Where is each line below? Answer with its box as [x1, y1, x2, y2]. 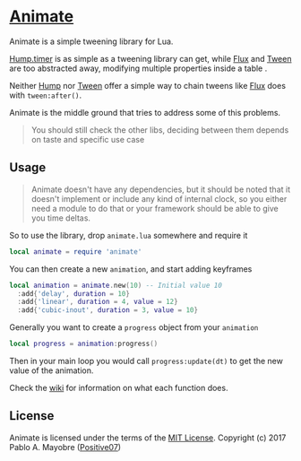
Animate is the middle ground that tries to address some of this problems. [9, 107, 280, 117]
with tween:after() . [9, 90, 82, 100]
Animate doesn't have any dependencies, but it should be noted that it [30, 184, 291, 195]
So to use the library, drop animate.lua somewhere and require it [9, 230, 248, 240]
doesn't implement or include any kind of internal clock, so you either [30, 193, 288, 204]
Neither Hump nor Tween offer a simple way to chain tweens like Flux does [9, 80, 287, 91]
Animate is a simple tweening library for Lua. [9, 36, 174, 47]
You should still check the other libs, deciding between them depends [30, 124, 289, 135]
